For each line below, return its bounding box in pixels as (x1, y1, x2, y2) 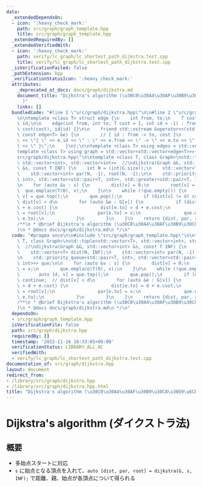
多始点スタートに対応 (14, 459, 68, 467)
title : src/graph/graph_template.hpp (17, 31, 112, 37)
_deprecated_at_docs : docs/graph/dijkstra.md (17, 87, 133, 93)
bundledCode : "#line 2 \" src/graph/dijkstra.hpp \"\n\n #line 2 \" (11, 109, 179, 115)
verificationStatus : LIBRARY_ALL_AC (11, 344, 103, 351)
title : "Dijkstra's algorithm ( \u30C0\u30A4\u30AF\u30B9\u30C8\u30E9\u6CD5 (6, 389, 200, 395)
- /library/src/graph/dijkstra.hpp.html (6, 383, 109, 390)
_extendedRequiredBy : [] (11, 37, 74, 43)
